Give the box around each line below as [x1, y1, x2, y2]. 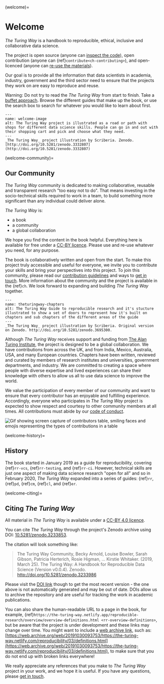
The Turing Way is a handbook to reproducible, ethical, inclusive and [5, 37, 143, 43]
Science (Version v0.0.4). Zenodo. [17, 567, 86, 573]
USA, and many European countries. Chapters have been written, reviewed [5, 352, 156, 358]
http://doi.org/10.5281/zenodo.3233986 [17, 572, 97, 578]
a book [12, 217, 26, 223]
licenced [5, 62, 22, 68]
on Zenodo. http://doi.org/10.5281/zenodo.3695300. [5, 327, 112, 333]
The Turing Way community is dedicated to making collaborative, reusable [5, 182, 155, 188]
